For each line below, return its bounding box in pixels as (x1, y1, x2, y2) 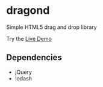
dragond (6, 4, 50, 17)
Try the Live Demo (6, 35, 52, 42)
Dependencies (6, 52, 62, 63)
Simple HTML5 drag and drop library (6, 23, 98, 31)
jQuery (14, 68, 32, 76)
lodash (14, 74, 32, 82)
